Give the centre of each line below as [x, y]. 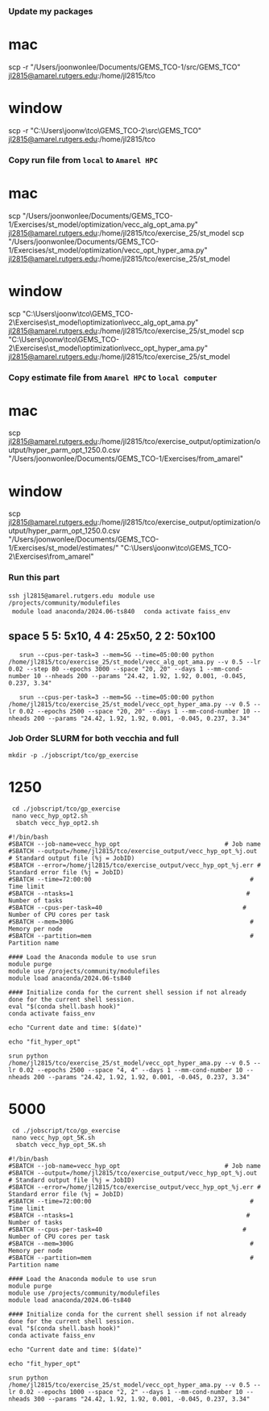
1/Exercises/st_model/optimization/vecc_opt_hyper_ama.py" [108, 250]
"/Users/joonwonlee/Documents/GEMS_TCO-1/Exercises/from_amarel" [126, 458]
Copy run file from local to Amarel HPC [83, 160]
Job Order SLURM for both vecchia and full [94, 739]
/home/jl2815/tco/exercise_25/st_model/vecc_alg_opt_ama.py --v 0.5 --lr [135, 662]
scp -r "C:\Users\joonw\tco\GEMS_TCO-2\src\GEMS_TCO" [105, 130]
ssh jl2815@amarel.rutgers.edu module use [82, 596]
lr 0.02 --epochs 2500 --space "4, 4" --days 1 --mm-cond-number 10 [126, 1070]
